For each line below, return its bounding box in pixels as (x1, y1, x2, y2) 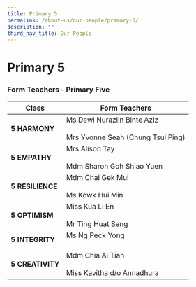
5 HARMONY (10, 123, 55, 133)
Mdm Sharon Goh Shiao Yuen (66, 161, 163, 171)
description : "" (7, 23, 54, 30)
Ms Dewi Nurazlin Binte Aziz (66, 115, 159, 125)
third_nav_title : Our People (7, 29, 92, 37)
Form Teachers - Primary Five (7, 85, 110, 94)
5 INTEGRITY (10, 234, 56, 244)
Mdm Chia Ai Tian (66, 250, 125, 260)
